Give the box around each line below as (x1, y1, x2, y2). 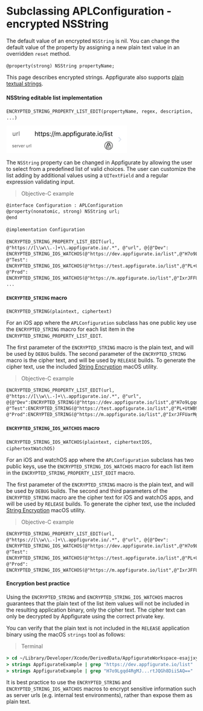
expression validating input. (6, 178, 75, 185)
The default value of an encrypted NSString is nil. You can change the (6, 37, 180, 44)
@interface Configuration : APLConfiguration (6, 202, 123, 209)
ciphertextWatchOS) (6, 446, 56, 452)
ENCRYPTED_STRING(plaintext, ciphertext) (6, 309, 112, 315)
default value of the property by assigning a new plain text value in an (6, 44, 180, 51)
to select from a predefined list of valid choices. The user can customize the (6, 165, 196, 173)
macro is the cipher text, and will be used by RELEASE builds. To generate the (6, 356, 196, 364)
